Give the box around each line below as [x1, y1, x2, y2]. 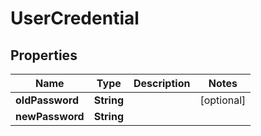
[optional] [199, 93, 247, 107]
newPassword [15, 110, 85, 123]
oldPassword [15, 93, 80, 107]
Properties [10, 47, 78, 64]
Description [133, 77, 191, 90]
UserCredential [10, 7, 140, 30]
